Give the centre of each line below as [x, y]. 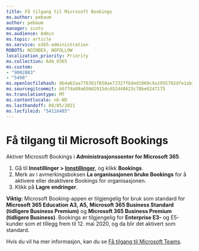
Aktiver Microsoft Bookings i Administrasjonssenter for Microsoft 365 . [93, 157]
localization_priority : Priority [47, 56]
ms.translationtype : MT [36, 94]
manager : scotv [25, 28]
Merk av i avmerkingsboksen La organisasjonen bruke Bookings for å [100, 174]
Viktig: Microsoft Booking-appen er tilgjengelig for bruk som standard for [96, 199]
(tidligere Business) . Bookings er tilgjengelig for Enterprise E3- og [88, 218]
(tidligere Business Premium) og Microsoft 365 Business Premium [89, 211]
